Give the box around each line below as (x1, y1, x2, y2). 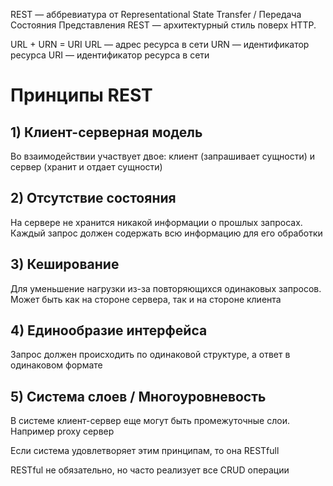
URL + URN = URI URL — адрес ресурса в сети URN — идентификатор (10, 39, 310, 50)
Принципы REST (10, 84, 153, 107)
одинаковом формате (10, 359, 103, 371)
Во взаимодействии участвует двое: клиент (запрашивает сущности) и (10, 150, 316, 162)
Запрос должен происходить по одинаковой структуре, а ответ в (10, 349, 291, 361)
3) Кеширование (10, 256, 120, 273)
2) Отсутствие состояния (10, 190, 177, 207)
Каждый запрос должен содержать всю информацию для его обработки (10, 227, 323, 239)
